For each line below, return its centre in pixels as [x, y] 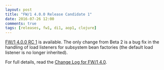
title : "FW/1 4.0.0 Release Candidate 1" [49, 14]
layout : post [19, 10]
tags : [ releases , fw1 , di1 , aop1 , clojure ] [51, 28]
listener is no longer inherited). [37, 53]
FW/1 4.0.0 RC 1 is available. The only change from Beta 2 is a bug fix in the [82, 42]
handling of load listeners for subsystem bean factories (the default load [79, 47]
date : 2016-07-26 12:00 [30, 19]
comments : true [21, 23]
